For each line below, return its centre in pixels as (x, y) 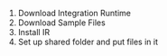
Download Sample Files (61, 23)
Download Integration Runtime (74, 13)
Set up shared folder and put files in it (88, 42)
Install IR (34, 32)
